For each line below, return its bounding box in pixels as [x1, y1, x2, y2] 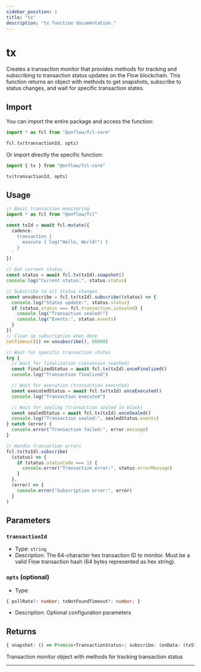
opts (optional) [6, 573, 50, 582]
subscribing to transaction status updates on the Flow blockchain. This [6, 72, 181, 79]
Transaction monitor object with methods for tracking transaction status [6, 653, 184, 661]
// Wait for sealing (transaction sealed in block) [11, 404, 144, 410]
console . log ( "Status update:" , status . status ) [11, 299, 130, 305]
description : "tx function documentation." [6, 20, 117, 26]
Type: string [14, 546, 47, 553]
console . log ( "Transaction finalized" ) [11, 372, 109, 378]
